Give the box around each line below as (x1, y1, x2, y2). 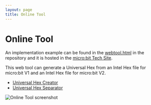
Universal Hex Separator (12, 85, 63, 91)
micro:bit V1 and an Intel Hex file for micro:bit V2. (5, 70, 106, 76)
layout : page (5, 7, 32, 12)
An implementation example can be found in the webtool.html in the (5, 50, 144, 56)
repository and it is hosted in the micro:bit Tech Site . (5, 55, 113, 61)
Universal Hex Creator (12, 80, 58, 86)
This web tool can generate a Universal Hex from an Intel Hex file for (5, 65, 146, 71)
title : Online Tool (5, 12, 46, 17)
